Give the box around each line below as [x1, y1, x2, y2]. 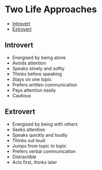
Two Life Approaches [5, 4, 97, 15]
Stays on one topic [12, 76, 52, 82]
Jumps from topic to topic [12, 142, 67, 149]
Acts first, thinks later [12, 159, 57, 165]
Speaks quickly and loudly [12, 132, 68, 138]
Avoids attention [12, 60, 46, 66]
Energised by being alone [12, 54, 66, 60]
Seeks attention [12, 126, 45, 133]
